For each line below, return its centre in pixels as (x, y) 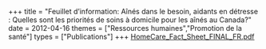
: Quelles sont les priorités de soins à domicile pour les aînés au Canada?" (130, 20)
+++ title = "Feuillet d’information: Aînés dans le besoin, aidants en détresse (133, 11)
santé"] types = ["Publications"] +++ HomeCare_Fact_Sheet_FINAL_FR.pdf (131, 36)
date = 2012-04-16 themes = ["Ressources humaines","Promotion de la (125, 28)
